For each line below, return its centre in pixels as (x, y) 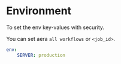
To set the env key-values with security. (55, 27)
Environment (39, 11)
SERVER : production (41, 55)
